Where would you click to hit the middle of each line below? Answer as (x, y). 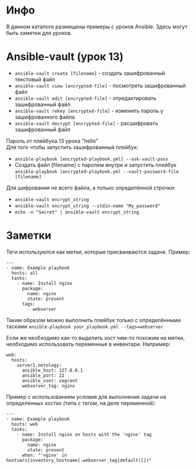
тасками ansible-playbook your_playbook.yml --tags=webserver (85, 326)
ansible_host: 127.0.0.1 (52, 370)
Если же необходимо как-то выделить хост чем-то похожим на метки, (95, 337)
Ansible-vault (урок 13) (65, 57)
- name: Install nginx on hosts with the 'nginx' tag (84, 434)
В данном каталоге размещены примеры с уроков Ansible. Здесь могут (97, 27)
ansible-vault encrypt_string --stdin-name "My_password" (87, 206)
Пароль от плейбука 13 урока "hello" (52, 141)
